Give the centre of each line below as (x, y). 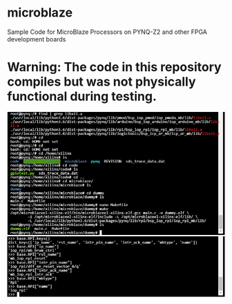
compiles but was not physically (101, 82)
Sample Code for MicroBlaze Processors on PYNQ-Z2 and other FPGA (107, 32)
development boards (37, 39)
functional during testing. (82, 96)
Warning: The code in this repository (115, 67)
